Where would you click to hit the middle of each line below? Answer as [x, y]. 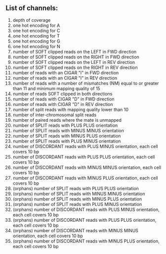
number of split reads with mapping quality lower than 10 [71, 109]
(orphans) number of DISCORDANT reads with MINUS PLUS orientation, [86, 241]
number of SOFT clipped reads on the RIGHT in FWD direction [76, 57]
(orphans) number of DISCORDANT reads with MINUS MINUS [76, 230]
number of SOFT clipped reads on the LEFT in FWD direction [75, 51]
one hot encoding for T [36, 36]
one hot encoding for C [36, 30]
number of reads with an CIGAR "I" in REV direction [65, 78]
